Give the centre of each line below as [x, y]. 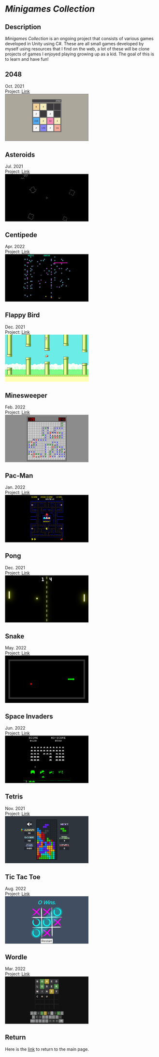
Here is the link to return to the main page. [47, 1049]
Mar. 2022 [15, 969]
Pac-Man [19, 476]
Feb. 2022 [15, 407]
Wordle [16, 957]
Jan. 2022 [15, 487]
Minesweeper [26, 395]
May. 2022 [16, 648]
